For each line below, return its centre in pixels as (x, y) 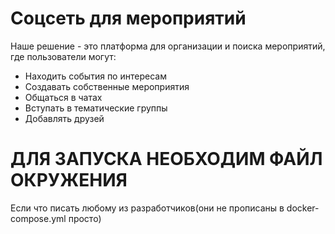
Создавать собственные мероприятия (107, 86)
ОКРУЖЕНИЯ (69, 180)
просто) (85, 218)
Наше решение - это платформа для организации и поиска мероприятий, (168, 46)
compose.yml (38, 218)
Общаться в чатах (63, 97)
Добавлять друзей (64, 118)
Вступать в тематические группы (96, 108)
